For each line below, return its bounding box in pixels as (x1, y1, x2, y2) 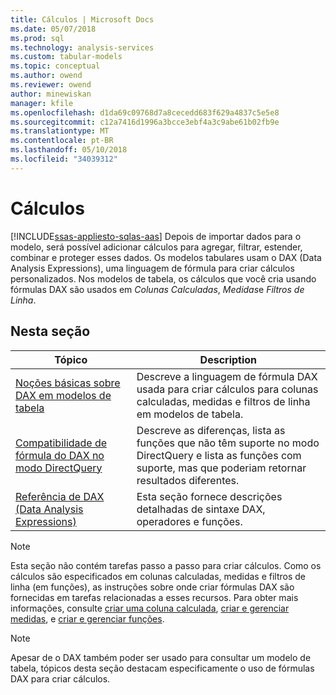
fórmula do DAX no (15, 448, 105, 462)
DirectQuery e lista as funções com (136, 448, 302, 462)
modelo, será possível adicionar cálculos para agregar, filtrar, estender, (10, 241, 303, 253)
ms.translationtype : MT (10, 126, 110, 136)
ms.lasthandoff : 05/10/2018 (10, 145, 128, 155)
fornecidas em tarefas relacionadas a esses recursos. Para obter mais (10, 591, 299, 603)
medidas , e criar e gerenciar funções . (10, 612, 165, 625)
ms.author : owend (10, 71, 83, 81)
